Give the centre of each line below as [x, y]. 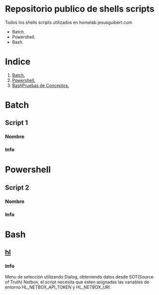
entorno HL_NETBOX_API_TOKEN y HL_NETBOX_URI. [58, 287]
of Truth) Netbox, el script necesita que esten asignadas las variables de [77, 282]
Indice [18, 62]
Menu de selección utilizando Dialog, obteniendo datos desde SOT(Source [79, 277]
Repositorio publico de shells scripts [80, 9]
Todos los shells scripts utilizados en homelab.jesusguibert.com [69, 22]
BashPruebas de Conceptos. [40, 85]
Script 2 [17, 188]
